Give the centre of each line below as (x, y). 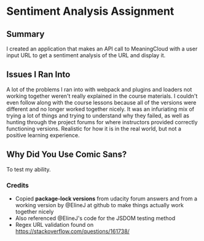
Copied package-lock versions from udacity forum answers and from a (106, 199)
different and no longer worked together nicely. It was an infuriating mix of (100, 109)
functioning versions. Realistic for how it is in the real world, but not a (94, 128)
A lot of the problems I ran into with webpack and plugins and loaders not (99, 89)
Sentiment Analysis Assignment (90, 11)
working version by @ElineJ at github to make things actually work (100, 205)
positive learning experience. (43, 135)
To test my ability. (29, 169)
